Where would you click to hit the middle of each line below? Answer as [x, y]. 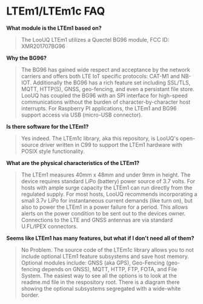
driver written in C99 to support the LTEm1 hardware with [111, 144]
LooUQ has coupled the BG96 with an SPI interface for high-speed [104, 95]
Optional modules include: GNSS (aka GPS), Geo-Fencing [93, 263]
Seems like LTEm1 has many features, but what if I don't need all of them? [100, 238]
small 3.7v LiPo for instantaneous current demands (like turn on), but [107, 200]
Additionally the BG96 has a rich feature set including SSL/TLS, [112, 83]
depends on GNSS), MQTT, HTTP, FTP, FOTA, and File [109, 269]
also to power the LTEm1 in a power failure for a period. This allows [105, 207]
